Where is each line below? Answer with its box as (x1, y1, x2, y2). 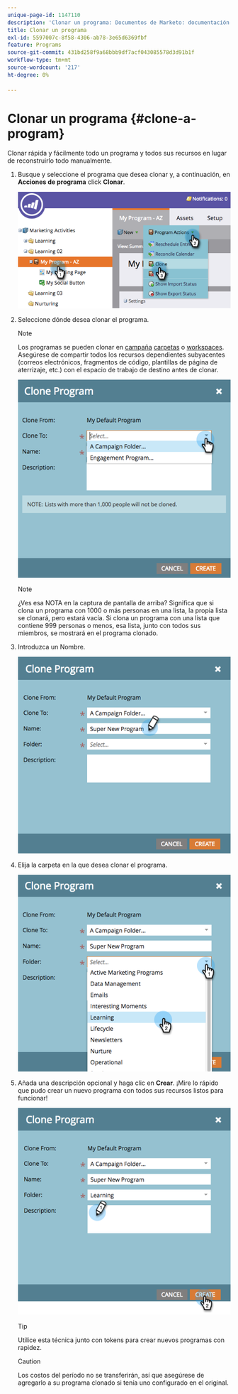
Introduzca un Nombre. (17, 642, 86, 651)
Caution (17, 1357, 41, 1366)
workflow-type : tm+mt (7, 57, 72, 64)
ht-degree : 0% (7, 71, 50, 78)
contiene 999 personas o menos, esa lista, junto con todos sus (17, 621, 201, 630)
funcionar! (17, 1094, 48, 1103)
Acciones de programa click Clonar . (17, 178, 125, 186)
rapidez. (17, 1344, 42, 1352)
